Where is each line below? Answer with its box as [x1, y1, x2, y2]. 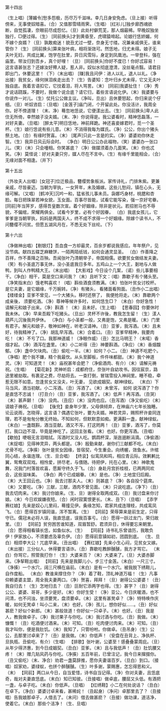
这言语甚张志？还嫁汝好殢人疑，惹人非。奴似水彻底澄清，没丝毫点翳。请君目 [5, 64, 161, 70]
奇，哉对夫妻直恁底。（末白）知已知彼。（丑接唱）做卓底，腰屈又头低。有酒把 [5, 676, 161, 682]
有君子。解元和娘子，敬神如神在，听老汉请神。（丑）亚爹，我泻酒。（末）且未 [5, 323, 161, 329]
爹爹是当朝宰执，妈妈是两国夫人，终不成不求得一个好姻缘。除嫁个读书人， [5, 215, 157, 221]
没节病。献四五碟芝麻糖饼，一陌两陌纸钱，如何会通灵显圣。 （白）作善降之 [5, 249, 158, 254]
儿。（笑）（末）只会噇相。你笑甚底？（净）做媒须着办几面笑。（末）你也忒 [5, 145, 155, 151]
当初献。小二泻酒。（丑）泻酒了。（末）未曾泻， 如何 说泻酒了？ [26, 385, 155, 391]
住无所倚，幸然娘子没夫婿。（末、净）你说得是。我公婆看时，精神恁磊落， [5, 114, 155, 120]
